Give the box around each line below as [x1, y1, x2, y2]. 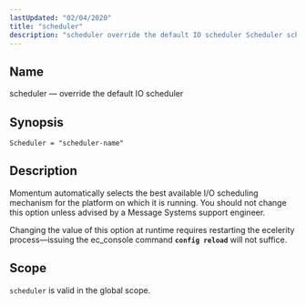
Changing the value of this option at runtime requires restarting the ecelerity [9, 224, 295, 235]
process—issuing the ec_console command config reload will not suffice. [9, 234, 288, 245]
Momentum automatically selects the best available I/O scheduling [9, 188, 259, 198]
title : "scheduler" [9, 22, 84, 31]
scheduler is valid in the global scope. [9, 284, 151, 296]
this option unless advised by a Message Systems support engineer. [9, 207, 266, 218]
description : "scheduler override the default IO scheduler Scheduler [9, 30, 283, 39]
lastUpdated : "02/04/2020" [9, 13, 112, 23]
